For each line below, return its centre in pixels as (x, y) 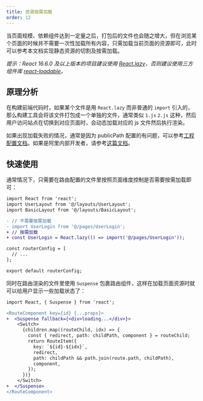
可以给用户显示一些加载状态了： (46, 290)
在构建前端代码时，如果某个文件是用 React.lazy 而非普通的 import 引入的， (100, 108)
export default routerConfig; (44, 271)
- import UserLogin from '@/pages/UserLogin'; (66, 227)
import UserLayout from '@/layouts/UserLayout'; (69, 204)
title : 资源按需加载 (29, 12)
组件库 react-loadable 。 (36, 71)
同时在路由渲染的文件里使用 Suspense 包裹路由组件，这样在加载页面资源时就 (101, 283)
